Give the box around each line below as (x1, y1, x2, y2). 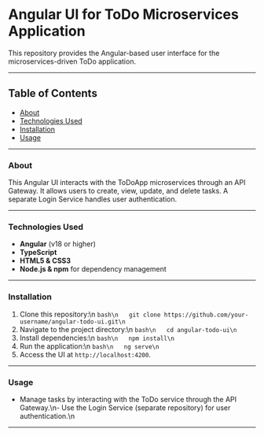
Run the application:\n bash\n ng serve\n (19, 341, 159, 351)
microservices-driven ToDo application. (8, 57, 136, 66)
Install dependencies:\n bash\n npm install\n (19, 333, 175, 342)
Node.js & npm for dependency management (19, 264, 167, 274)
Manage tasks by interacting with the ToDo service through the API (19, 394, 237, 404)
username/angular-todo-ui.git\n (19, 317, 126, 326)
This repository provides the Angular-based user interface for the (8, 48, 220, 57)
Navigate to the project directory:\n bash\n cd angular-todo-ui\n (19, 324, 237, 334)
